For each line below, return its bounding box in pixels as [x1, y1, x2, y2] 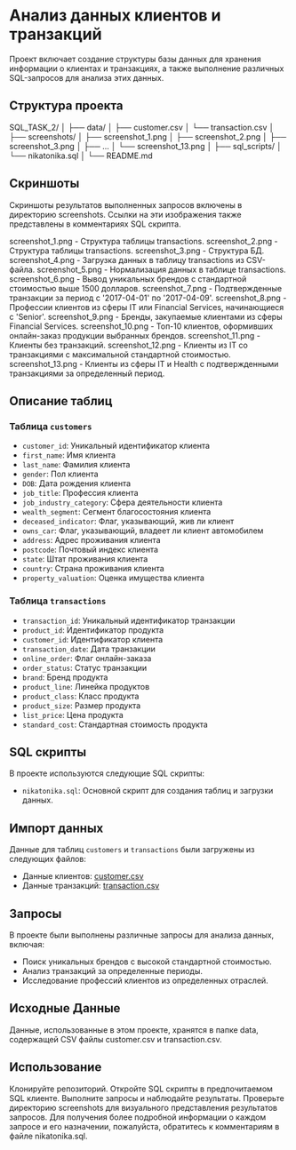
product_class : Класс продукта [21, 691, 140, 701]
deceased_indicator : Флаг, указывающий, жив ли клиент [21, 516, 235, 527]
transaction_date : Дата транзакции [21, 643, 156, 654]
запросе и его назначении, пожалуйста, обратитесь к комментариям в [9, 1121, 280, 1131]
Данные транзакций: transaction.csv [21, 881, 160, 891]
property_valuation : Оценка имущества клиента [21, 572, 204, 583]
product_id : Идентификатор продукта [21, 624, 164, 635]
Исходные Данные [9, 1001, 121, 1016]
